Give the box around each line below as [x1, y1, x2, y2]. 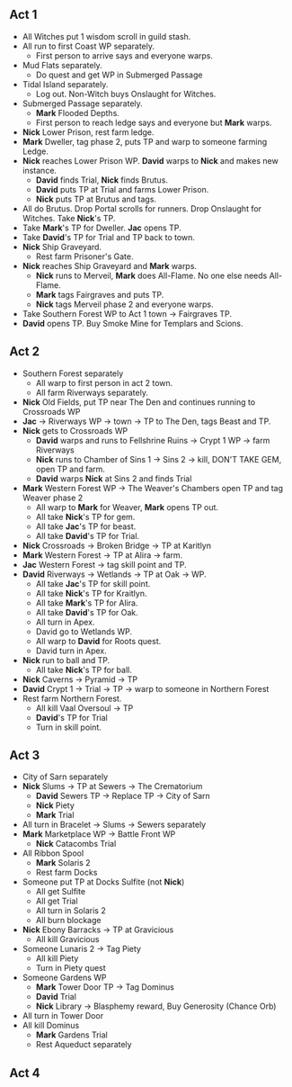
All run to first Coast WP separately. [22, 40, 155, 51]
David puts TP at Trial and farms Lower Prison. [35, 184, 209, 194]
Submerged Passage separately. [22, 98, 144, 109]
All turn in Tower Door [22, 1011, 104, 1021]
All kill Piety [35, 953, 79, 964]
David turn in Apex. [35, 645, 108, 656]
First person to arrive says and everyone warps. [35, 49, 214, 61]
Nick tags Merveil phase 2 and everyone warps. [35, 299, 214, 310]
